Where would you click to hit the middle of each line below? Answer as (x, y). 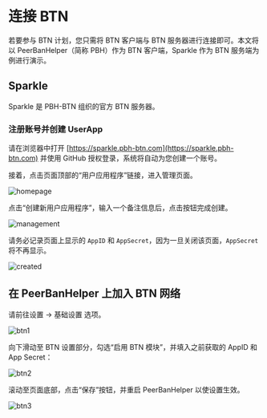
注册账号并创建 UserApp (56, 129)
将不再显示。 (29, 250)
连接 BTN (38, 16)
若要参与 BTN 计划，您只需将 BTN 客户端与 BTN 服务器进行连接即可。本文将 (133, 40)
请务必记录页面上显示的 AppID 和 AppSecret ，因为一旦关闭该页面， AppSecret (133, 241)
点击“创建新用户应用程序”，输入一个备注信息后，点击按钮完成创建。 (120, 208)
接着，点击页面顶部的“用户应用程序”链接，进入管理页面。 (103, 175)
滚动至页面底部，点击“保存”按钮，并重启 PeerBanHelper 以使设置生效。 (126, 389)
